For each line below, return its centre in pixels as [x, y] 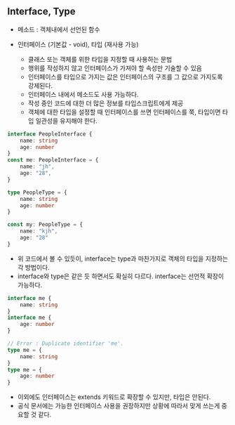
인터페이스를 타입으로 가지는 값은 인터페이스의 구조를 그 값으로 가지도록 [125, 77]
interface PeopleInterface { [50, 134]
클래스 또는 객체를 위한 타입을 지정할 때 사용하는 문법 [100, 59]
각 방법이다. [34, 267]
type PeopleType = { [38, 192]
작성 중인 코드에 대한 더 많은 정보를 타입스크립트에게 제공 [106, 103]
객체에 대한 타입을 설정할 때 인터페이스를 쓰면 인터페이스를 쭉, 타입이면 [124, 112]
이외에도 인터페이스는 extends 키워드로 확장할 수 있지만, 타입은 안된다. [114, 397]
